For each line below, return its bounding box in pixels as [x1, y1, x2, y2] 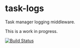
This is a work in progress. [5, 28, 58, 34]
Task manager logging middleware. [5, 19, 75, 25]
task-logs [5, 3, 45, 14]
